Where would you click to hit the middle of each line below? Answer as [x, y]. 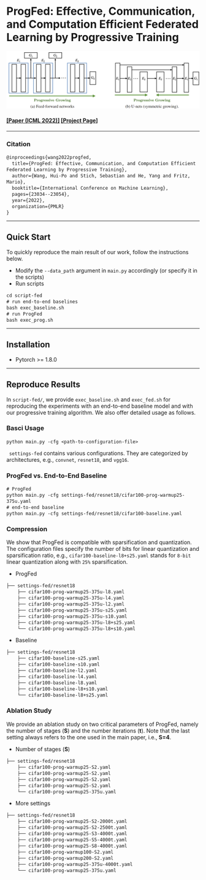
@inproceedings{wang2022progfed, [49, 158]
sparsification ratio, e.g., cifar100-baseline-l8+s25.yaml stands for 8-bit [99, 555]
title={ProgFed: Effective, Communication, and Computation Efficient [104, 164]
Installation [28, 345]
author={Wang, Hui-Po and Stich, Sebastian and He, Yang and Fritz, [101, 176]
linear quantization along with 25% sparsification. [67, 562]
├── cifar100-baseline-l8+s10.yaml [63, 689]
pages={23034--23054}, [41, 195]
